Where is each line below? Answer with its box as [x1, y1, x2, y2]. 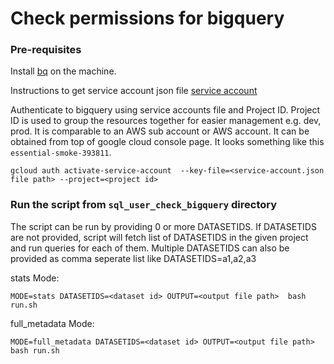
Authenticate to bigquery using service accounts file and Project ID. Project [10, 104, 321, 116]
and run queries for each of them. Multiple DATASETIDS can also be [10, 242, 290, 254]
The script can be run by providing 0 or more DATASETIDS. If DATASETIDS [10, 220, 317, 232]
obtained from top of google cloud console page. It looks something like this [10, 136, 325, 148]
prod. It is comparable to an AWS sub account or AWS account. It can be [10, 125, 310, 137]
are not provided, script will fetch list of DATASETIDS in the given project [10, 231, 309, 243]
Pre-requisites [10, 43, 82, 57]
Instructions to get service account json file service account [10, 85, 258, 97]
